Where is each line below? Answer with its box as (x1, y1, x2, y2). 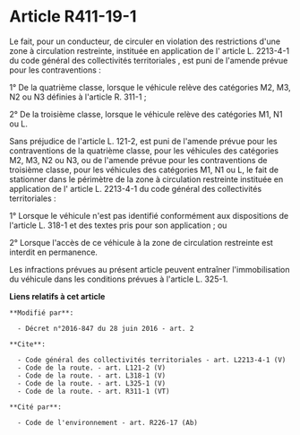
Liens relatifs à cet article (9, 291, 106, 301)
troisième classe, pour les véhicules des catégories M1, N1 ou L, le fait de (9, 164, 279, 175)
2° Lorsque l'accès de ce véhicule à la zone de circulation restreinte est (9, 237, 273, 248)
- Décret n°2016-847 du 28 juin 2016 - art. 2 (17, 324, 194, 333)
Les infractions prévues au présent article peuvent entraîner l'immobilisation (9, 264, 290, 274)
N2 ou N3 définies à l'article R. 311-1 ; (9, 91, 147, 102)
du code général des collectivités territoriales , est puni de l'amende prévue (9, 55, 288, 65)
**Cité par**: (9, 402, 63, 412)
